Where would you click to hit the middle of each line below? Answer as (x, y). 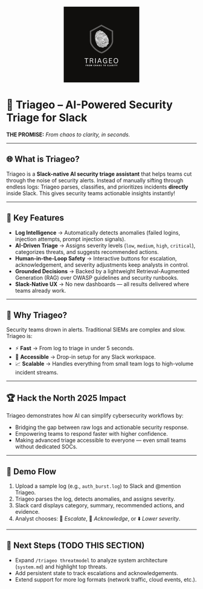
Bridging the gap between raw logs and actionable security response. (102, 427)
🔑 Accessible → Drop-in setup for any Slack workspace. (85, 357)
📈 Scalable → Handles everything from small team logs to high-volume (104, 364)
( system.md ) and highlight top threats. (61, 567)
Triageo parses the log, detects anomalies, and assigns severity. (95, 499)
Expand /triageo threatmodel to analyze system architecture (91, 560)
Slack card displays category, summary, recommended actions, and (99, 505)
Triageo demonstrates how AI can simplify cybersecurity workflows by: (95, 416)
